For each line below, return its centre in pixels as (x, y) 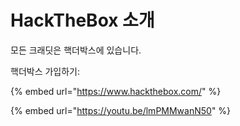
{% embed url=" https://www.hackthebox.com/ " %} (116, 91)
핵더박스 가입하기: (45, 71)
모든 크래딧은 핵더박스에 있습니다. (76, 50)
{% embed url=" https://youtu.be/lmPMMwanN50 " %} (121, 110)
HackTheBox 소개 (82, 20)
